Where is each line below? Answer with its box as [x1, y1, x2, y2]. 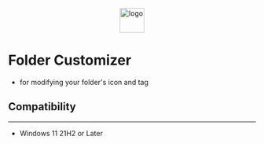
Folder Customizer [8, 51, 132, 69]
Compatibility [8, 100, 76, 113]
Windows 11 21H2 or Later [19, 128, 104, 138]
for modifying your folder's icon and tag [19, 77, 149, 87]
